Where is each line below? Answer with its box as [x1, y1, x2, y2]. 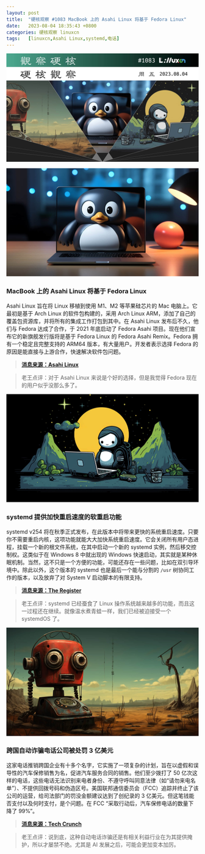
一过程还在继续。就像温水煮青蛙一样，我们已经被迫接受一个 [21, 607, 171, 615]
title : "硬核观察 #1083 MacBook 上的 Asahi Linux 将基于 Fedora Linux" [6, 16, 187, 23]
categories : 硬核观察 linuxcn [6, 29, 79, 35]
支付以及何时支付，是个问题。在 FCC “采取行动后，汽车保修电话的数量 [11, 800, 189, 807]
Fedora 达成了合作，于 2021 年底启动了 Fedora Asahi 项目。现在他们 [18, 325, 190, 332]
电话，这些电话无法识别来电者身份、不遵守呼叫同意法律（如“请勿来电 [16, 776, 191, 784]
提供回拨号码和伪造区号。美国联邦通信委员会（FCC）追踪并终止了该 [27, 784, 199, 792]
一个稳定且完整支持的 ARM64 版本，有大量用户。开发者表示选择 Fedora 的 [11, 340, 198, 347]
